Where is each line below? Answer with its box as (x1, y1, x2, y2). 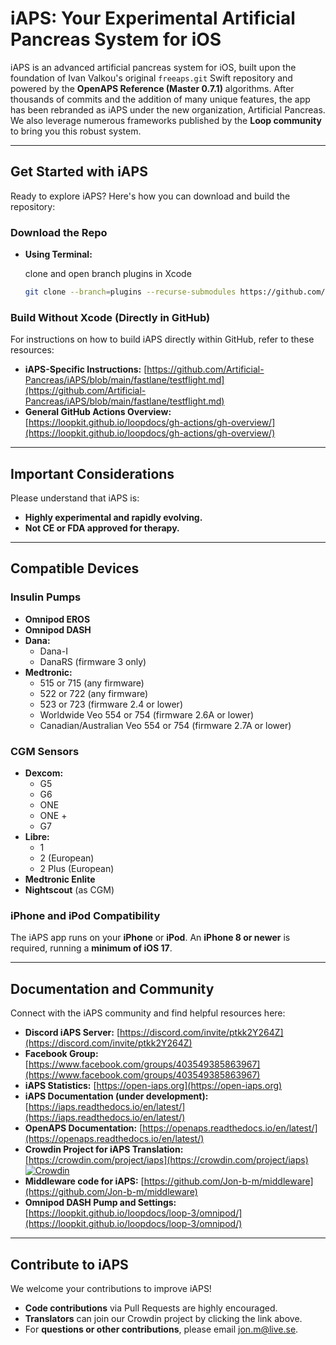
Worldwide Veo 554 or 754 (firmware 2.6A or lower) (39, 708, 255, 721)
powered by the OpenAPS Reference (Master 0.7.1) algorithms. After (10, 82, 295, 94)
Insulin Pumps (10, 590, 82, 604)
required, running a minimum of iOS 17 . (10, 942, 173, 954)
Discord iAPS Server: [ (24, 1027, 120, 1039)
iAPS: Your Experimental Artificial (10, 7, 296, 30)
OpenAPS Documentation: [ (24, 1122, 143, 1134)
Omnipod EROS (24, 613, 91, 625)
